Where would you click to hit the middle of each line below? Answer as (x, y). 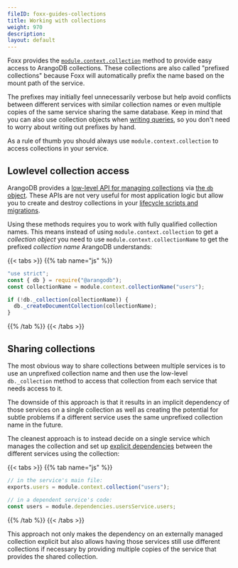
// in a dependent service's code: (60, 500)
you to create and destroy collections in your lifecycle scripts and (103, 202)
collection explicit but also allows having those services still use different (114, 541)
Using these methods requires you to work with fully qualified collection (113, 224)
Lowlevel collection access (69, 171)
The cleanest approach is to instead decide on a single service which (109, 438)
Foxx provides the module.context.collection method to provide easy (109, 60)
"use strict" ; (28, 273)
